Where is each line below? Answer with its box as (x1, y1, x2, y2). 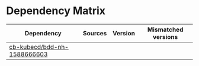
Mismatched (147, 25, 184, 34)
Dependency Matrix (6, 4, 105, 18)
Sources (82, 29, 107, 37)
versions (153, 32, 178, 41)
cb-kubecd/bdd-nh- (9, 42, 69, 51)
